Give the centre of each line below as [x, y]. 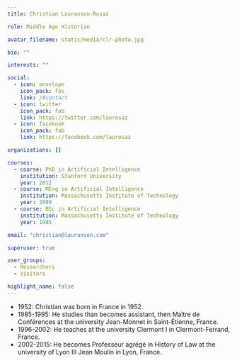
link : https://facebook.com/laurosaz [76, 138]
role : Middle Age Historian [49, 27]
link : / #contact [44, 97]
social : [19, 78]
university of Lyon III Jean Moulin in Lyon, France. [90, 352]
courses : [20, 163]
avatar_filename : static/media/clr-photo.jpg [75, 40]
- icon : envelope [39, 85]
